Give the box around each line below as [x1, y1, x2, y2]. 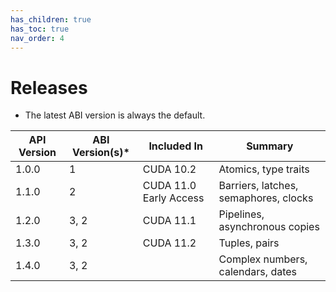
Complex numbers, [218, 252, 308, 266]
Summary [246, 139, 294, 153]
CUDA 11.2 [142, 236, 197, 250]
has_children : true [10, 14, 92, 25]
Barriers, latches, [218, 179, 299, 193]
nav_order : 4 [10, 33, 65, 43]
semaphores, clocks [218, 191, 314, 205]
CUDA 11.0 [142, 179, 197, 193]
